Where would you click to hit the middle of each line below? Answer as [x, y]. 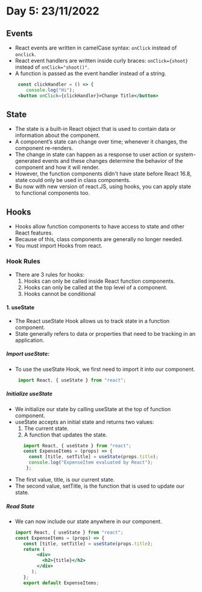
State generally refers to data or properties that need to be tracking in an [105, 333]
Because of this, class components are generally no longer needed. [99, 239]
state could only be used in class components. [73, 180]
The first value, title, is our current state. [65, 479]
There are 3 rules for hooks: [49, 274]
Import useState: [28, 354]
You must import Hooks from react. [58, 246]
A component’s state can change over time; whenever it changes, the [101, 142]
